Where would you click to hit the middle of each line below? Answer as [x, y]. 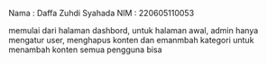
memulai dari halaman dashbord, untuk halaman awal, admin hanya [133, 30]
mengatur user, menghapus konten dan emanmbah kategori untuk [131, 40]
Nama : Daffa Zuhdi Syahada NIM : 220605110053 [101, 13]
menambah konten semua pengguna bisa [86, 50]
